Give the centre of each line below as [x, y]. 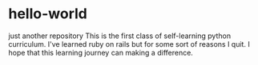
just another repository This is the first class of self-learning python [119, 36]
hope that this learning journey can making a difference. [101, 52]
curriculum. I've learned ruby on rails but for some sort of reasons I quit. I [129, 44]
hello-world [48, 14]
